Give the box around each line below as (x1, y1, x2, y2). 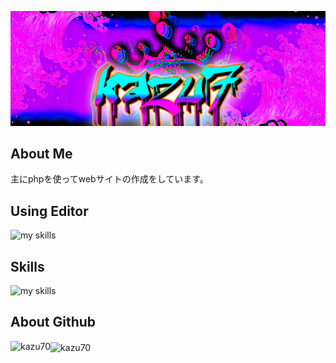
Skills (10, 258, 45, 275)
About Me (10, 145, 73, 162)
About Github (10, 314, 97, 331)
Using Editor (10, 202, 89, 220)
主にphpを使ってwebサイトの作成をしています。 (10, 173, 209, 185)
